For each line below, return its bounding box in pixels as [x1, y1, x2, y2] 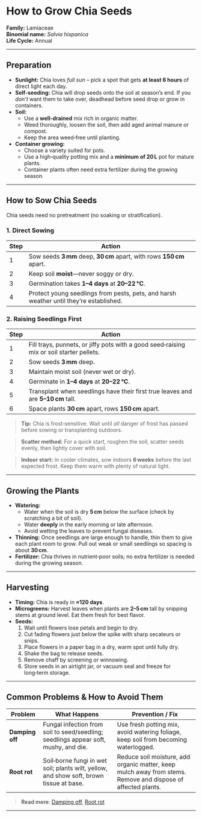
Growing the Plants [6, 485, 79, 496]
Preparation [6, 60, 52, 71]
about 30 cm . [14, 546, 49, 554]
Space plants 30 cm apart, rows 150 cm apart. [28, 405, 160, 413]
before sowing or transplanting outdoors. [20, 426, 123, 434]
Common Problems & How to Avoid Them [6, 692, 164, 702]
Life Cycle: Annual [6, 37, 52, 44]
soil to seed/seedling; [43, 728, 103, 736]
